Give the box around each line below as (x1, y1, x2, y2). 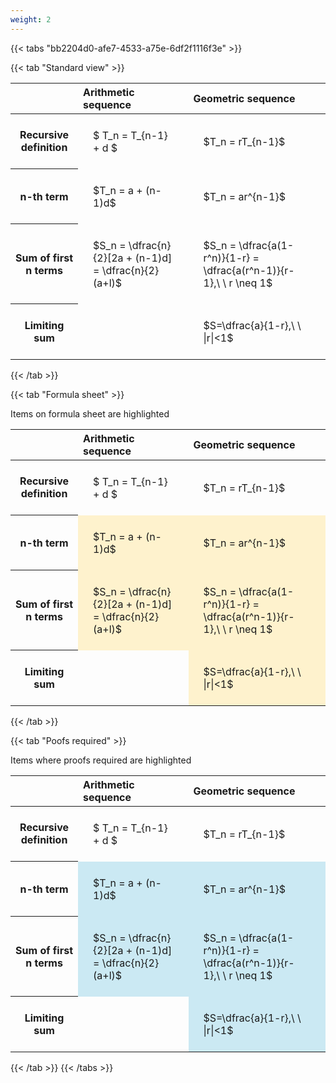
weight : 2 (10, 14, 52, 25)
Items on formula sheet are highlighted (10, 407, 170, 420)
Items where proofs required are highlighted (10, 754, 192, 766)
